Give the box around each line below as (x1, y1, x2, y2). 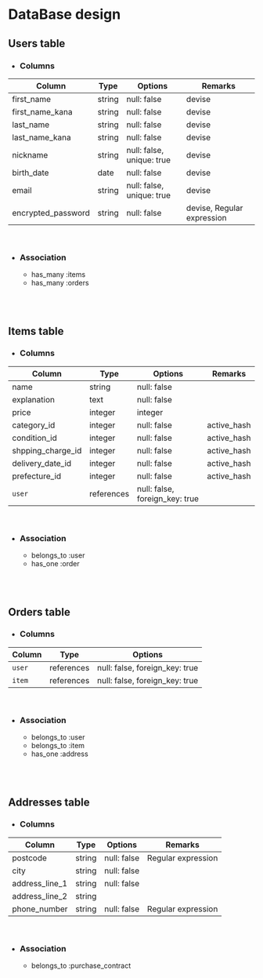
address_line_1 (12, 878, 68, 889)
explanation (12, 394, 55, 405)
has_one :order (31, 559, 80, 569)
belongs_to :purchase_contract (31, 961, 131, 970)
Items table (8, 324, 64, 338)
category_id (12, 420, 56, 431)
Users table (8, 37, 66, 50)
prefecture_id (12, 471, 62, 482)
